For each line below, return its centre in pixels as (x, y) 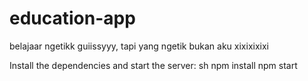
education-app (72, 18)
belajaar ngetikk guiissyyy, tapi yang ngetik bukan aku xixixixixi (139, 46)
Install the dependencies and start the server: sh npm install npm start (153, 65)
